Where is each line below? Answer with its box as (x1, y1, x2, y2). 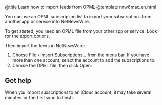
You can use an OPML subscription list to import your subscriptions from (5, 14, 152, 19)
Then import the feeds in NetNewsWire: (5, 43, 85, 48)
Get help (5, 76, 32, 85)
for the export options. (5, 34, 50, 39)
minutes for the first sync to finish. (5, 94, 74, 100)
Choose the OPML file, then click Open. (12, 63, 92, 68)
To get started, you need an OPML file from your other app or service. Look (5, 28, 157, 34)
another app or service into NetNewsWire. (5, 19, 90, 24)
